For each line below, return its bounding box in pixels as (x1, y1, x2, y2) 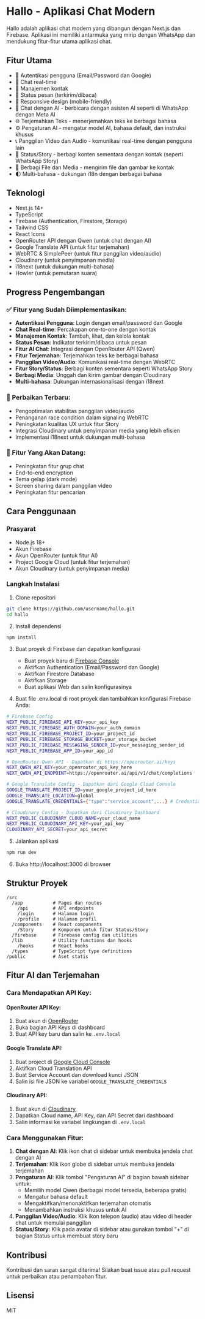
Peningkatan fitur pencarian (15, 488, 85, 496)
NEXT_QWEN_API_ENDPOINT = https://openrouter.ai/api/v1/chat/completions (6, 770, 192, 777)
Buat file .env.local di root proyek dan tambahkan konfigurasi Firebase (15, 695, 192, 702)
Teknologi (6, 188, 45, 199)
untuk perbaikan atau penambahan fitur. (6, 1272, 107, 1280)
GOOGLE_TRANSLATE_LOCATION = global (6, 793, 95, 799)
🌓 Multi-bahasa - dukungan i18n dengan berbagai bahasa (15, 170, 162, 177)
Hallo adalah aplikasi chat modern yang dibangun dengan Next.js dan (6, 25, 181, 32)
